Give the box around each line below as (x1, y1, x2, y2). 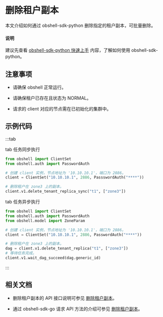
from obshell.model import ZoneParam (5, 218, 85, 223)
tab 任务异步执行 (5, 199, 41, 205)
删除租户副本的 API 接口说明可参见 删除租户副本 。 (12, 295, 117, 301)
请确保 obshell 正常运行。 (12, 84, 67, 90)
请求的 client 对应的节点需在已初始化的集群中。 (12, 105, 112, 112)
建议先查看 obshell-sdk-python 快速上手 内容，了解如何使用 (5, 47, 131, 53)
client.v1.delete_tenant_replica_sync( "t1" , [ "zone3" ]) (5, 189, 126, 194)
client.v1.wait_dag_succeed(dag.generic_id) (5, 256, 101, 261)
